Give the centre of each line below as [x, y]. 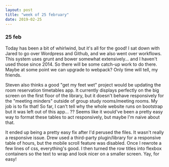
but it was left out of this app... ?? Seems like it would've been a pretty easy [84, 111]
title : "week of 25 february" [37, 15]
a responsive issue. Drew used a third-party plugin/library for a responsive [83, 138]
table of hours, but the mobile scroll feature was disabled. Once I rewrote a [83, 143]
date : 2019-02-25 [24, 19]
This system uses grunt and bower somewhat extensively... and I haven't [81, 59]
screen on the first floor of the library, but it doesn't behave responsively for [84, 95]
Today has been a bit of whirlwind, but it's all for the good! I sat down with [82, 48]
